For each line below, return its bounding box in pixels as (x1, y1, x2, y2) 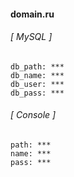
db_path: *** (10, 61, 65, 72)
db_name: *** (10, 70, 65, 80)
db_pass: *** (10, 88, 65, 98)
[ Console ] (10, 109, 57, 121)
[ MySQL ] (10, 31, 53, 43)
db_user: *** (10, 79, 65, 89)
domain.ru (10, 8, 55, 20)
